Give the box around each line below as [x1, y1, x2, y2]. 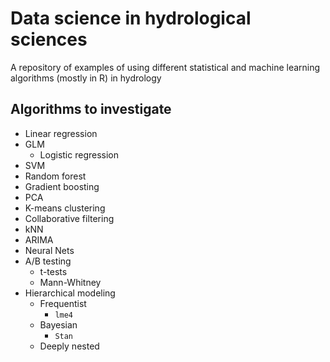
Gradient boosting [24, 180, 100, 192]
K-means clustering [24, 202, 106, 214]
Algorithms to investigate [10, 101, 172, 118]
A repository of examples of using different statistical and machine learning [10, 61, 321, 73]
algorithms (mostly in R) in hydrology [10, 72, 162, 84]
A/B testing [24, 255, 72, 267]
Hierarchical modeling [24, 287, 116, 299]
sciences [10, 28, 88, 51]
